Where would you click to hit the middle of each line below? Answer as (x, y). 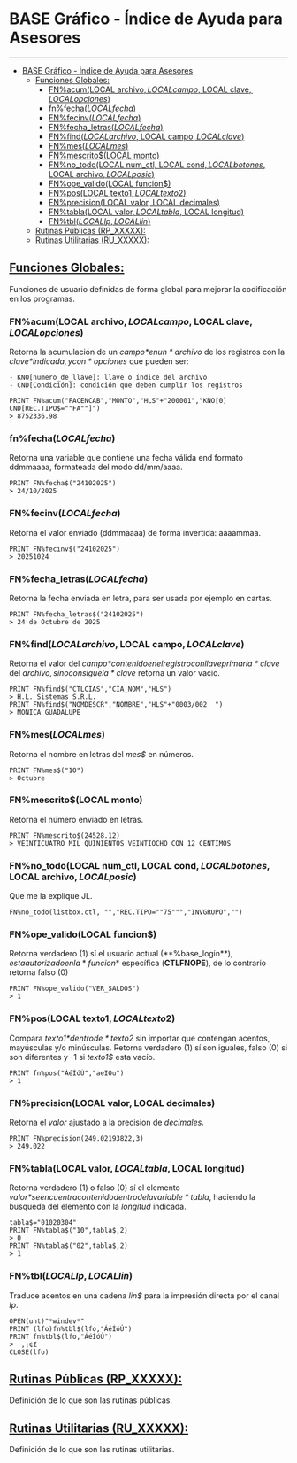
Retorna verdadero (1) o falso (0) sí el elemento (95, 1188)
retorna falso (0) (39, 972)
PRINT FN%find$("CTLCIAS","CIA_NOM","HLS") (91, 689)
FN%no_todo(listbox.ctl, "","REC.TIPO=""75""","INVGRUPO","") (126, 912)
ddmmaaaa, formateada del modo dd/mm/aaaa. (96, 467)
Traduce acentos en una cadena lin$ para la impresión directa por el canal (145, 1295)
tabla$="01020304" (43, 1223)
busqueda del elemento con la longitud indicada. (98, 1207)
